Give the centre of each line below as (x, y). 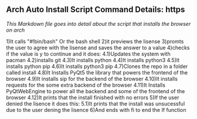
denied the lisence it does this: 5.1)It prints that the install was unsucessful (96, 103)
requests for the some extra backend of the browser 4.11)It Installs (86, 85)
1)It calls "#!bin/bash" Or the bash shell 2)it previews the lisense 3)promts (95, 41)
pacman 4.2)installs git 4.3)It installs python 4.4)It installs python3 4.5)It (93, 60)
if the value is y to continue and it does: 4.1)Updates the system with (89, 54)
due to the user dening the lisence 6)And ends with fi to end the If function (96, 110)
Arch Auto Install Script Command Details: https (96, 10)
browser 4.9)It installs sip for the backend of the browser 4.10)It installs (92, 79)
